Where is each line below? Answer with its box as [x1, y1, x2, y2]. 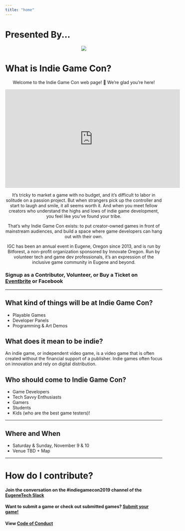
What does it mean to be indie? [5, 337, 103, 345]
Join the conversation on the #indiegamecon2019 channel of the [5, 486, 142, 493]
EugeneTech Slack [5, 492, 44, 498]
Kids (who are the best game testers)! [12, 410, 90, 416]
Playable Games [12, 312, 46, 318]
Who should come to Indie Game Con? [5, 375, 126, 384]
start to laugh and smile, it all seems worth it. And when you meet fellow [9, 202, 158, 208]
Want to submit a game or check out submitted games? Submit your [5, 503, 149, 509]
